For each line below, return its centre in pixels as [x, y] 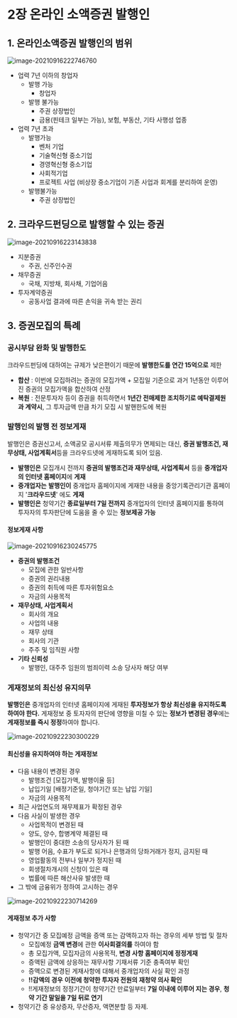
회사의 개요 [43, 614]
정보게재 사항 [26, 530]
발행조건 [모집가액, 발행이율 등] [71, 780]
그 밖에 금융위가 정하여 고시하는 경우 [68, 886]
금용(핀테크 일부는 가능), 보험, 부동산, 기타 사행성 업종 [113, 120]
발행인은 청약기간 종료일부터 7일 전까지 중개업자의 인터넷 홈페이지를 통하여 [121, 503]
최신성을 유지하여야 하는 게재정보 [53, 754]
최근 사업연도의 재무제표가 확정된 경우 [70, 807]
